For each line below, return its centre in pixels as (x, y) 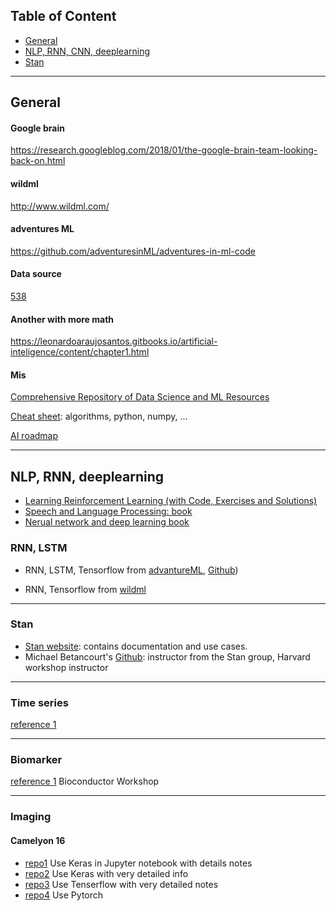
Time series (39, 702)
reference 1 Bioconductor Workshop (85, 781)
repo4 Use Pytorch (64, 895)
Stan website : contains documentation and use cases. (136, 646)
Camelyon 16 (38, 840)
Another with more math (62, 319)
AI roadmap (34, 436)
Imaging (31, 817)
